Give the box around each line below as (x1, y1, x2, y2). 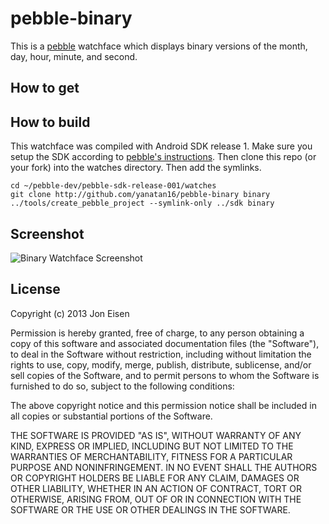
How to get (10, 80, 80, 97)
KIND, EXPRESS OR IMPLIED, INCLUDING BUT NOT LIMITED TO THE (10, 440, 294, 452)
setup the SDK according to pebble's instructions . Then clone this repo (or (10, 151, 317, 163)
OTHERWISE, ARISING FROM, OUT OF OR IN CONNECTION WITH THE (10, 493, 302, 505)
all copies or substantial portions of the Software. (10, 410, 213, 422)
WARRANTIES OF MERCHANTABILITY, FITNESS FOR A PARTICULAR (10, 450, 293, 462)
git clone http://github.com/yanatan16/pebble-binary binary (10, 190, 271, 200)
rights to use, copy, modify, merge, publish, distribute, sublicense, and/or (10, 358, 312, 371)
